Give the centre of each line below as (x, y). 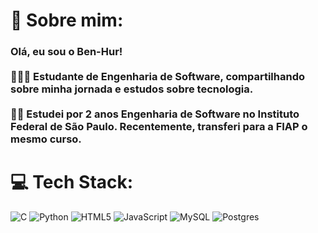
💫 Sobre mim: (67, 20)
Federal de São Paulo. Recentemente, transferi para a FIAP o (159, 127)
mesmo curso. (46, 139)
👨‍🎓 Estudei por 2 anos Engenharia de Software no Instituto (155, 114)
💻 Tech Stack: (72, 182)
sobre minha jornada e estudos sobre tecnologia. (132, 89)
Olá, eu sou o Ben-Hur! (66, 52)
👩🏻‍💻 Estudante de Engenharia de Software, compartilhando (158, 77)
